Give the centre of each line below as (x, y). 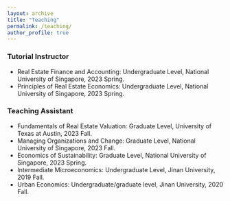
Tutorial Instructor (38, 57)
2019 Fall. (31, 177)
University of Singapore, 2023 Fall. (66, 147)
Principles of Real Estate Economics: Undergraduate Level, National (113, 86)
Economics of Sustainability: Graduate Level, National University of (112, 155)
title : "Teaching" (33, 20)
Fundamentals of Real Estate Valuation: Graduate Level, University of (114, 126)
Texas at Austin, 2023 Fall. (55, 133)
